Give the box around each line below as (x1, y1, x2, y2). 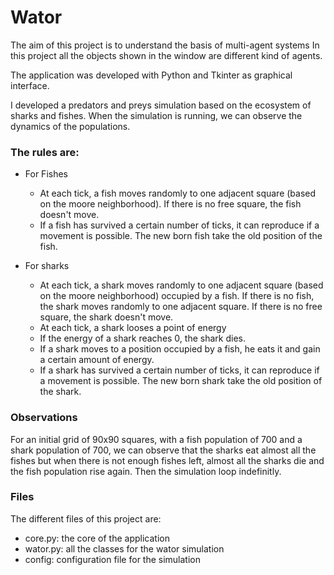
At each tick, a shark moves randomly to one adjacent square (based (39, 279, 324, 291)
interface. (10, 79, 50, 91)
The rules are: (10, 145, 80, 159)
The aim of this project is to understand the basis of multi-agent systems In (10, 39, 320, 51)
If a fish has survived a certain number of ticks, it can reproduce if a (39, 219, 320, 231)
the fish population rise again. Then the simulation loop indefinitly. (10, 465, 282, 477)
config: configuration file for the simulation (24, 553, 202, 565)
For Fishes (24, 168, 68, 180)
